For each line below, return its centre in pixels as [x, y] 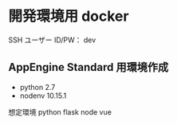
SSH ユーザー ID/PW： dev [52, 40]
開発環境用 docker [69, 16]
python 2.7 [37, 87]
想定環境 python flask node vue [60, 111]
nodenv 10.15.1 [43, 96]
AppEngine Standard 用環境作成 [88, 67]
